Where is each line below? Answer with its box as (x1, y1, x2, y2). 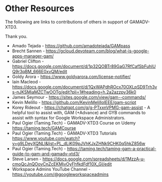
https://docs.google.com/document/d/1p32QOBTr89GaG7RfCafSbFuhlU (12, 63, 156, 69)
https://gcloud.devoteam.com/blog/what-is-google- (45, 48, 149, 54)
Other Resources (5, 3, 74, 14)
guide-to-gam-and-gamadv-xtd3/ (12, 151, 80, 156)
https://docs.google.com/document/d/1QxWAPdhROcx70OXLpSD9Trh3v (12, 84, 157, 90)
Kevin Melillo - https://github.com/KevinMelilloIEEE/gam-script (12, 99, 136, 105)
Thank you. (5, 33, 28, 39)
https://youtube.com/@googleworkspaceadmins (12, 171, 109, 177)
